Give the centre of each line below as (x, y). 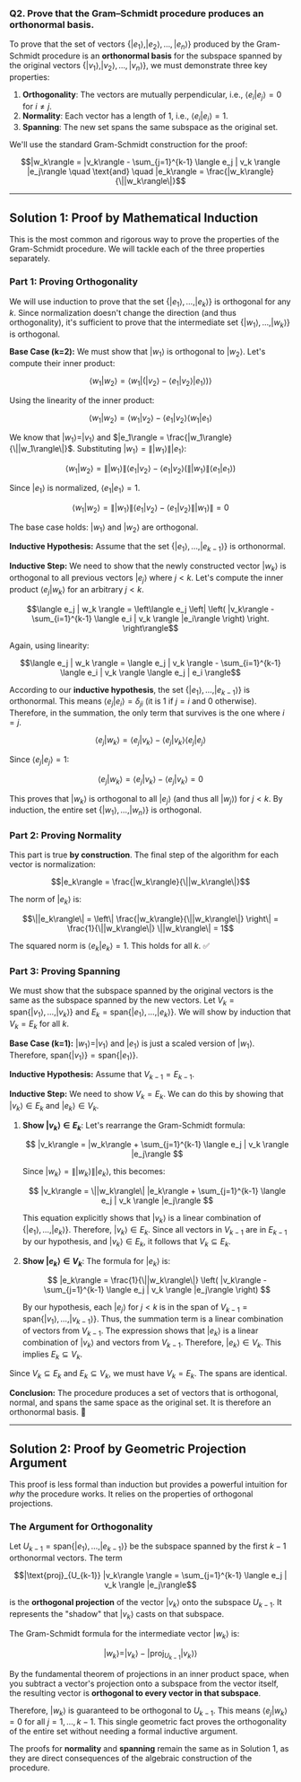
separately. (30, 259)
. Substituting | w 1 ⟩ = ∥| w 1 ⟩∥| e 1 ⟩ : (129, 450)
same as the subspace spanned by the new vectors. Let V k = (122, 1001)
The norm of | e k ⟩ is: (46, 900)
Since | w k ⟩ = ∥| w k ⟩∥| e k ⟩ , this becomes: (94, 1172)
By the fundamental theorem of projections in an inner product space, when (149, 1673)
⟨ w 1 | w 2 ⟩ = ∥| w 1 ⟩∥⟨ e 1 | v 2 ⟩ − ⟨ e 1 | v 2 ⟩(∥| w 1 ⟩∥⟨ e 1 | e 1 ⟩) (150, 470)
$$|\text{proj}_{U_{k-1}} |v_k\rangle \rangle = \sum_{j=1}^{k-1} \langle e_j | (150, 1576)
